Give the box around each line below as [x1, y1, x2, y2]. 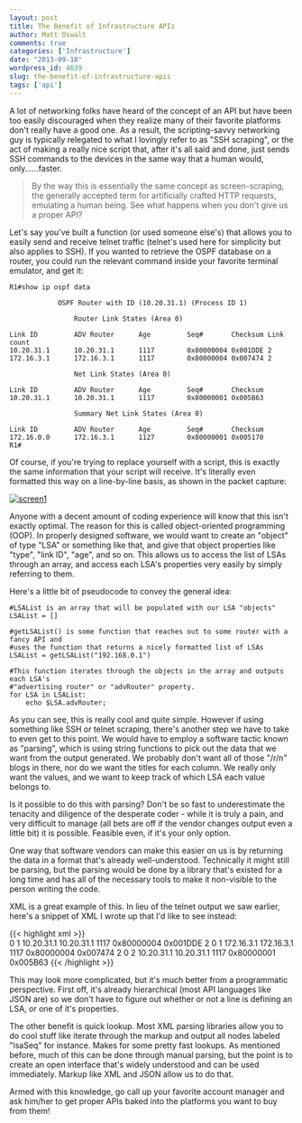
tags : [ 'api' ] [9, 80, 63, 89]
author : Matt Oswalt [9, 30, 87, 39]
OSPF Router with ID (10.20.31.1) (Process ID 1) [57, 298, 248, 307]
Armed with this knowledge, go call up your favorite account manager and [9, 1086, 285, 1097]
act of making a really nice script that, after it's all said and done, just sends [9, 144, 290, 154]
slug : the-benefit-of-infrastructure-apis [9, 72, 171, 81]
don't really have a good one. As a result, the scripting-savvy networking [9, 124, 280, 136]
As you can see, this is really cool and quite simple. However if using [9, 714, 264, 725]
